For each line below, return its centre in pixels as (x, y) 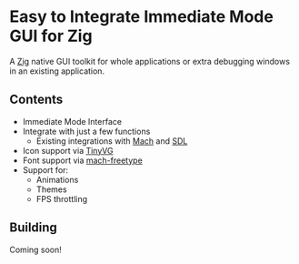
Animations (57, 179)
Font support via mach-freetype (82, 160)
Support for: (45, 169)
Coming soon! (35, 249)
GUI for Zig (51, 36)
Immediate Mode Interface (72, 121)
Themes (51, 189)
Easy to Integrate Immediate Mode (142, 17)
